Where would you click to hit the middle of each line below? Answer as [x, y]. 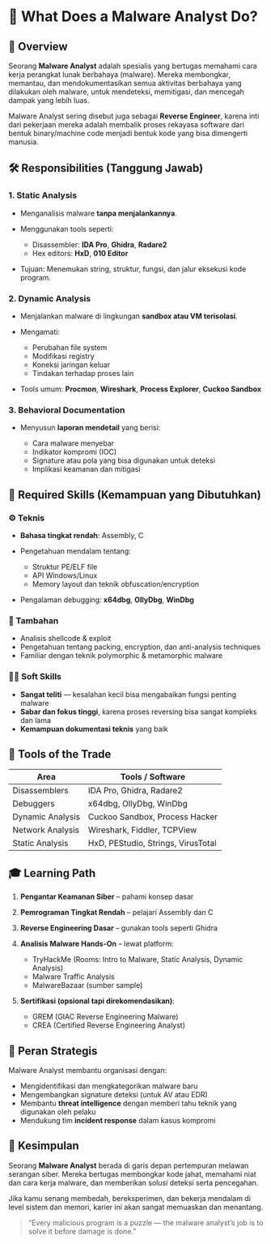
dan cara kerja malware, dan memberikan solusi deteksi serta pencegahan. [133, 1182]
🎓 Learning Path [52, 873]
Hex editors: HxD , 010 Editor [80, 253]
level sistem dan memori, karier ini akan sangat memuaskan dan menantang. [136, 1207]
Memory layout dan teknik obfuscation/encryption [116, 584]
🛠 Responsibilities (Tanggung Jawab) [106, 168]
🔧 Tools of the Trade [60, 754]
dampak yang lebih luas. [49, 100]
